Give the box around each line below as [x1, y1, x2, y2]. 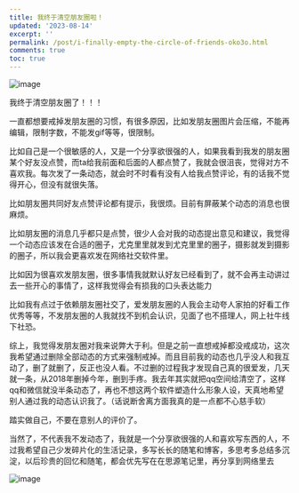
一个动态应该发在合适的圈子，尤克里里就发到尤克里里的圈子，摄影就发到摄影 [9, 239, 290, 250]
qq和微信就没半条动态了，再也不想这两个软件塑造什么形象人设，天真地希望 [9, 385, 285, 395]
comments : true [9, 46, 66, 55]
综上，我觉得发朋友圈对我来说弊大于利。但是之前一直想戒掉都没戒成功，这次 [9, 340, 290, 351]
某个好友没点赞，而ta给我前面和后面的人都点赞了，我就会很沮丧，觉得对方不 [9, 157, 289, 167]
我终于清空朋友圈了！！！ [9, 97, 103, 107]
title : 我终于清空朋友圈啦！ [9, 12, 104, 22]
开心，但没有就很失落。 [16, 179, 103, 189]
